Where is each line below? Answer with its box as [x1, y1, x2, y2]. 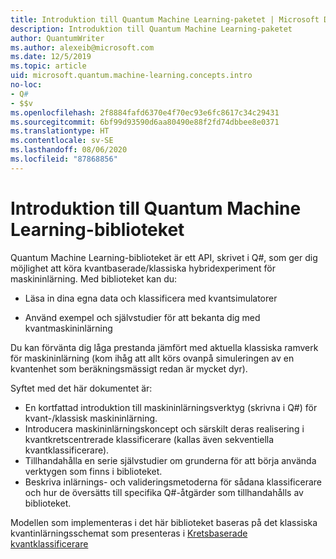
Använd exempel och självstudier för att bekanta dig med [24, 311, 261, 323]
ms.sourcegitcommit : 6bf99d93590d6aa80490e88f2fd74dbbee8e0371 [10, 117, 280, 127]
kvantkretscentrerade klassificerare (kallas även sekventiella [24, 433, 275, 445]
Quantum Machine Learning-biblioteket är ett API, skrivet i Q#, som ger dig [10, 251, 318, 263]
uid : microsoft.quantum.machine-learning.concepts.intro [10, 71, 253, 81]
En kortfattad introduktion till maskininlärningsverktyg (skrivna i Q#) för [24, 401, 318, 413]
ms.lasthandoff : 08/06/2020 [10, 145, 128, 155]
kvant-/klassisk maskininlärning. [24, 412, 158, 424]
